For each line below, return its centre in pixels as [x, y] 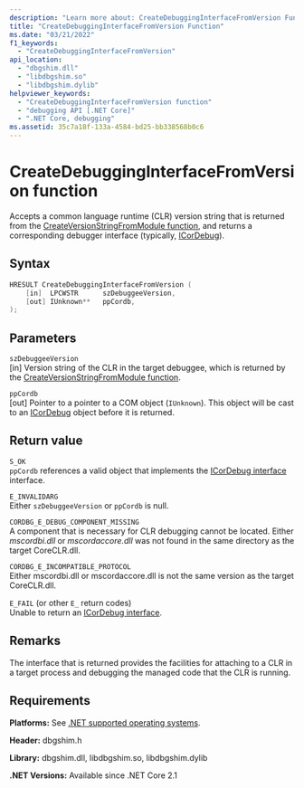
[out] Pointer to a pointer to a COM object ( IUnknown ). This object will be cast [152, 403]
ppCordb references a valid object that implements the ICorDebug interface [148, 470]
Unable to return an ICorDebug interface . [86, 612]
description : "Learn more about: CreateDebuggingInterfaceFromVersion [145, 18]
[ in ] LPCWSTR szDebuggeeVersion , [101, 293]
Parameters [43, 338]
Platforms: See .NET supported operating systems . [105, 722]
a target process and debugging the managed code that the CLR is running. [150, 672]
